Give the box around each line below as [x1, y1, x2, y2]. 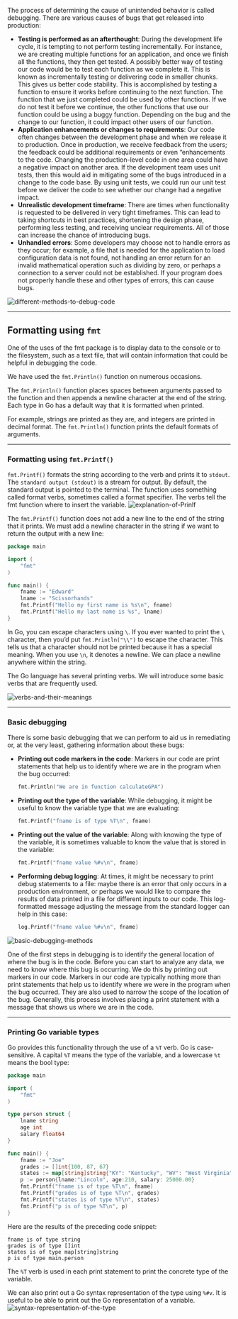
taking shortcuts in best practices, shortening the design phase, [17, 216, 204, 224]
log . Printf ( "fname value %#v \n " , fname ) [17, 923, 139, 930]
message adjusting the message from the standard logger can [48, 902, 230, 910]
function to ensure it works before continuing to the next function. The [17, 88, 223, 96]
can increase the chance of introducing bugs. [17, 231, 151, 239]
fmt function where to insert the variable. [7, 500, 127, 509]
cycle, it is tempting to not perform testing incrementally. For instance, [17, 43, 222, 50]
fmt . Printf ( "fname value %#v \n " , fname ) [17, 859, 139, 866]
